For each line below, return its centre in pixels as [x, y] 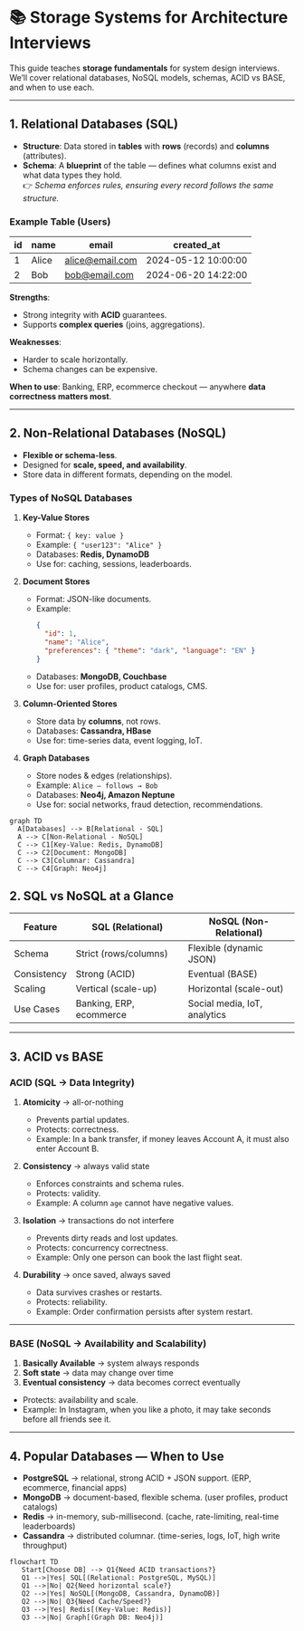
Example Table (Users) [60, 221]
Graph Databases [56, 758]
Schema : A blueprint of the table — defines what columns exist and [150, 165]
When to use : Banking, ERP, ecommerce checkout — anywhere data [138, 387]
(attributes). [44, 156]
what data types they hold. [72, 175]
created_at [197, 245]
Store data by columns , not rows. [98, 721]
